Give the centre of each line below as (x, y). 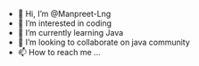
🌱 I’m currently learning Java (70, 33)
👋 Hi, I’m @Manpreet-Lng (64, 14)
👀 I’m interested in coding (65, 23)
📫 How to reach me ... (59, 52)
